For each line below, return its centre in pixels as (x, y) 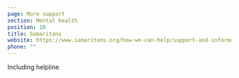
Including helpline (33, 67)
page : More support (36, 14)
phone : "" (22, 47)
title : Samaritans (34, 34)
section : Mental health (43, 21)
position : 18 (27, 27)
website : (20, 40)
